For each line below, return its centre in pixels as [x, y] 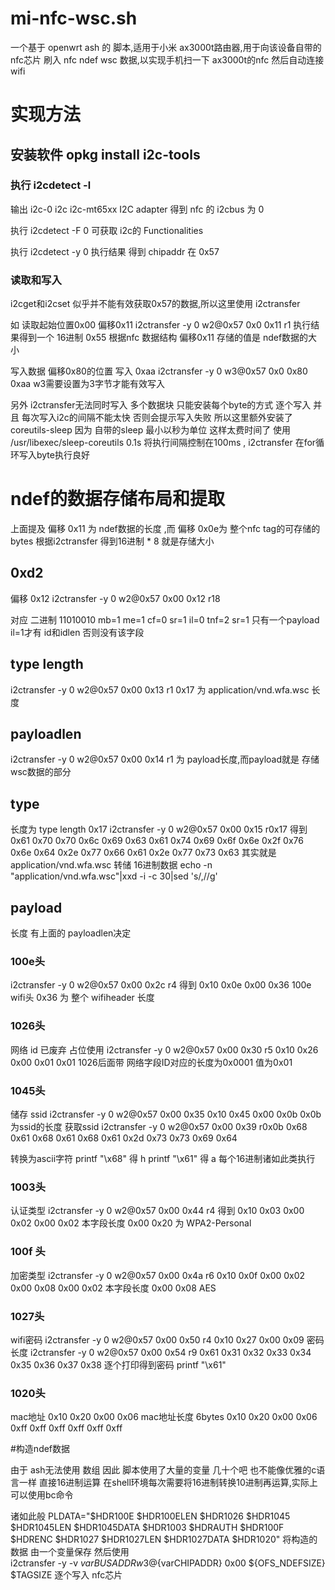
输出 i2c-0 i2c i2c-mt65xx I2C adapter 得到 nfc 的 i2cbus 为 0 [137, 209]
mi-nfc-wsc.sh [74, 18]
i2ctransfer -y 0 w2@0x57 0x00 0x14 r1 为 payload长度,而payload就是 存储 [165, 759]
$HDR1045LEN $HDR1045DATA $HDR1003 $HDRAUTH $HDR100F [147, 1528]
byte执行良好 [63, 455]
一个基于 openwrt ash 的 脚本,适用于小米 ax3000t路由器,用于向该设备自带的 [166, 47]
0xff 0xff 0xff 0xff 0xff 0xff [66, 1428]
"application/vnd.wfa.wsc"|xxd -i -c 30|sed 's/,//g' [114, 876]
